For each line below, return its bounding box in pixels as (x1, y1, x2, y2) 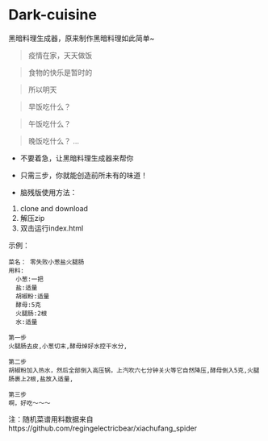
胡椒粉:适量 (15, 292, 50, 300)
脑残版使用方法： (19, 187, 77, 197)
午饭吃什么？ (27, 119, 71, 128)
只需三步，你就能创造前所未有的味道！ (19, 170, 148, 180)
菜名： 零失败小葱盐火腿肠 (8, 258, 85, 266)
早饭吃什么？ (27, 102, 71, 111)
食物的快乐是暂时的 (27, 67, 93, 77)
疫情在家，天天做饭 (27, 50, 93, 60)
